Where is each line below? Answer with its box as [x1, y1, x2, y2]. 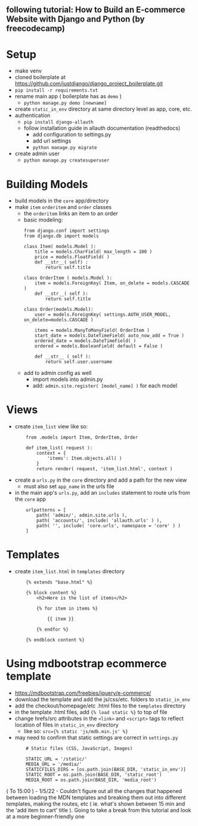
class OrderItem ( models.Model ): [23, 275, 112, 281]
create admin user [14, 150, 60, 158]
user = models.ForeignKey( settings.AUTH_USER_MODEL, [35, 311, 171, 318]
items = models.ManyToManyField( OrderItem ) [35, 328, 150, 334]
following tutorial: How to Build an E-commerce [6, 5, 185, 15]
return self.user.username [45, 359, 112, 365]
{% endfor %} [36, 627, 69, 633]
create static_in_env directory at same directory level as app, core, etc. [14, 105, 192, 113]
